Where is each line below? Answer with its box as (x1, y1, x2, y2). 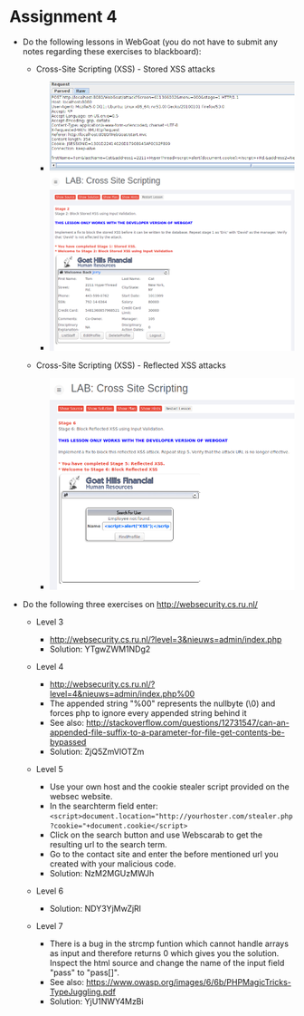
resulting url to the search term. (49, 838, 167, 849)
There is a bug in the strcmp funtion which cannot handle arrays (49, 938, 290, 949)
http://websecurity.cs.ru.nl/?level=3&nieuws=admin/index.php (49, 634, 282, 644)
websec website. (49, 790, 113, 801)
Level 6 (35, 885, 64, 896)
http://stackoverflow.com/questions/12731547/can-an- (85, 717, 290, 728)
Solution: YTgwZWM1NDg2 (49, 643, 151, 654)
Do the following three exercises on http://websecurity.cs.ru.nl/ (22, 598, 258, 609)
